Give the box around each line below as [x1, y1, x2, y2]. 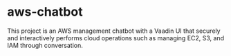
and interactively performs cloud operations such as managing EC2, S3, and [7, 33, 225, 42]
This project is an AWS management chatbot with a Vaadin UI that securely [7, 27, 221, 35]
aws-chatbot [7, 4, 83, 20]
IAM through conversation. [7, 41, 83, 49]
